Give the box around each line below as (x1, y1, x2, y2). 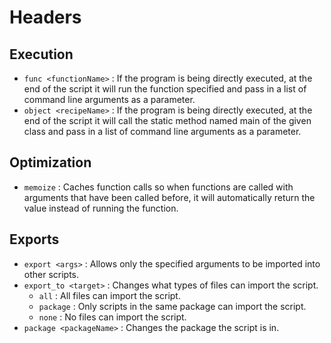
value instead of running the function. (23, 202, 179, 214)
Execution (9, 46, 74, 63)
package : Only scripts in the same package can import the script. (38, 300, 307, 312)
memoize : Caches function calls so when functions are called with (23, 181, 294, 193)
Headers (9, 6, 82, 29)
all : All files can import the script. (38, 289, 181, 301)
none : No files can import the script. (38, 311, 187, 323)
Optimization (9, 154, 92, 171)
